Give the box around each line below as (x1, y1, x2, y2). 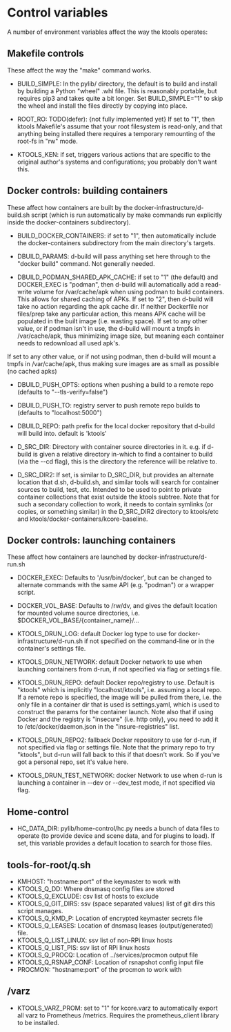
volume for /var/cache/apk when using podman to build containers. (33, 287, 225, 296)
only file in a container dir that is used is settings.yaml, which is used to (17, 700, 220, 709)
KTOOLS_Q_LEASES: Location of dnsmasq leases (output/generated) (17, 921, 214, 930)
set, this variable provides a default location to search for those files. (17, 839, 212, 848)
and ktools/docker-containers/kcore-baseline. (17, 515, 148, 523)
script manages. (17, 907, 63, 915)
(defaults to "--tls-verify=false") (17, 388, 108, 396)
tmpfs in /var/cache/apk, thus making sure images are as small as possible (7, 359, 219, 367)
